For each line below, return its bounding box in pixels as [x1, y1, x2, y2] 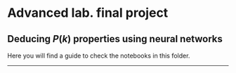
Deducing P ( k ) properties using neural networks [7, 33, 223, 45]
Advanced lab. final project [7, 5, 169, 21]
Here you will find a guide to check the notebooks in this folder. [7, 51, 190, 60]
